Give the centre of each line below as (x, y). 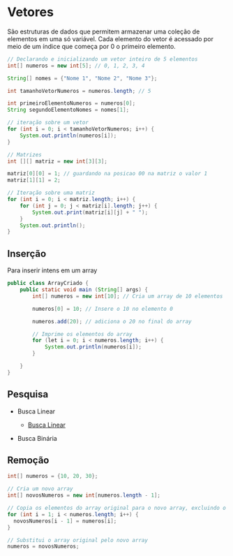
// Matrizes (24, 154)
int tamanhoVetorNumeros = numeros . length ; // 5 (79, 91)
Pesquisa (28, 394)
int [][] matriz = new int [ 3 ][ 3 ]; (58, 161)
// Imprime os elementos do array (82, 334)
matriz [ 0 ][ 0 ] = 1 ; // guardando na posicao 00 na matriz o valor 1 (107, 174)
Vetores (31, 12)
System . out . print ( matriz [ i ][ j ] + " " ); (90, 212)
